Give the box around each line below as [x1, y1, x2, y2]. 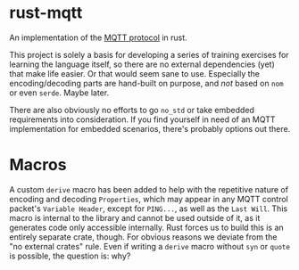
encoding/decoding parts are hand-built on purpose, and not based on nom [9, 78, 284, 88]
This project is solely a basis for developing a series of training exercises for [9, 49, 289, 60]
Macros [9, 155, 67, 176]
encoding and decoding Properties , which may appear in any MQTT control [9, 193, 288, 204]
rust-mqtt [9, 3, 83, 23]
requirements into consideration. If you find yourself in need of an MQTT [9, 114, 276, 125]
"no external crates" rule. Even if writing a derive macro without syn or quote [9, 241, 290, 251]
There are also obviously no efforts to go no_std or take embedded [9, 104, 254, 115]
